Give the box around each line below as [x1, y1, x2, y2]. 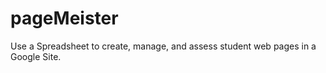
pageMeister [10, 7, 119, 30]
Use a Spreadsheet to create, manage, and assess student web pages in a [10, 40, 317, 52]
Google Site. [10, 50, 62, 62]
